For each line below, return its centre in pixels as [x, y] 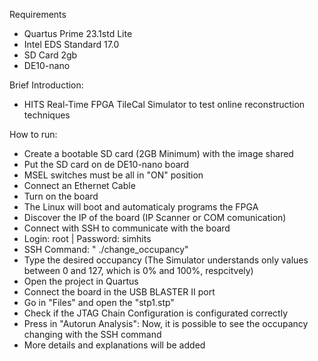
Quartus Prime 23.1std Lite [78, 33]
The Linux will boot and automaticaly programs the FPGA [141, 207]
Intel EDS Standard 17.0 [71, 44]
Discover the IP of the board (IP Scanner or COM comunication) [155, 217]
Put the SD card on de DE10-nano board [106, 164]
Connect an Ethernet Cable [79, 185]
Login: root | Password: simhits [87, 238]
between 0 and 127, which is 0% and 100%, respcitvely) [138, 270]
